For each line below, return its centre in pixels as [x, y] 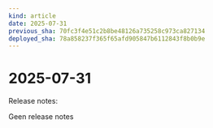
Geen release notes [41, 117]
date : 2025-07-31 [38, 23]
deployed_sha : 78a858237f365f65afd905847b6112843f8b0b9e [107, 38]
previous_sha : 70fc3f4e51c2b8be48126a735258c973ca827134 [107, 31]
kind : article [33, 16]
